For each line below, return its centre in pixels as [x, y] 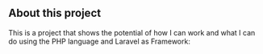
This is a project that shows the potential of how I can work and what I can [132, 32]
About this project [55, 13]
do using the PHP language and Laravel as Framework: [100, 41]
